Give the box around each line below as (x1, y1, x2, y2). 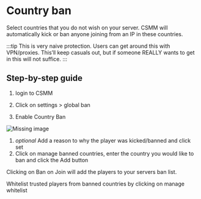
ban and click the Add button (15, 156, 89, 163)
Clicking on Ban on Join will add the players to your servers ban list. (6, 168, 177, 175)
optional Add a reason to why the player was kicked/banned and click (15, 137, 191, 144)
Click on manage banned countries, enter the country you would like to (15, 149, 194, 157)
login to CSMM (15, 89, 53, 97)
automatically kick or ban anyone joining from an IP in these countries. (6, 30, 183, 37)
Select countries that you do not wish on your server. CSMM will (6, 24, 168, 31)
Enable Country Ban (15, 113, 66, 120)
